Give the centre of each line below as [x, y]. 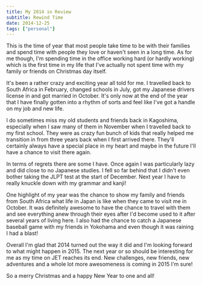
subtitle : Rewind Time [35, 17]
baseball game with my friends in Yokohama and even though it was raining [100, 227]
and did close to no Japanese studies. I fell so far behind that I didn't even [98, 171]
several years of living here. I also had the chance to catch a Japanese [94, 221]
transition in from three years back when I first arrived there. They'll [90, 140]
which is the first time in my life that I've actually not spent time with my [95, 65]
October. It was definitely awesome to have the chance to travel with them [99, 208]
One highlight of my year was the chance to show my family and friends [96, 195]
